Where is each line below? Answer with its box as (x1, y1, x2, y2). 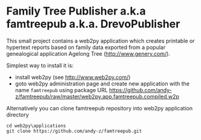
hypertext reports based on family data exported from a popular (6, 44, 166, 51)
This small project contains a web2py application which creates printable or (6, 37, 195, 44)
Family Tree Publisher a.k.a (6, 4, 147, 18)
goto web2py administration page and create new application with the (15, 80, 189, 87)
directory (6, 111, 29, 118)
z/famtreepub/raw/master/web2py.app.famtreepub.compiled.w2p (15, 93, 180, 100)
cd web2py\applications (6, 122, 67, 128)
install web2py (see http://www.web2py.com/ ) (15, 73, 131, 81)
